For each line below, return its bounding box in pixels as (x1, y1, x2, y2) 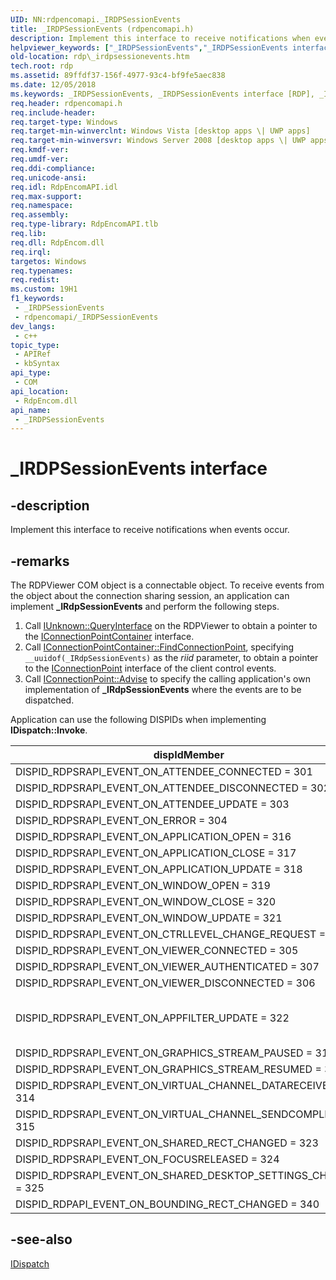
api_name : (10, 405, 52, 415)
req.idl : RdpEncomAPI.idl (10, 182, 118, 192)
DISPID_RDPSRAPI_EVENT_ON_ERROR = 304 (15, 814, 228, 828)
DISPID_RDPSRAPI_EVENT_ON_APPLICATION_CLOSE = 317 (15, 846, 297, 860)
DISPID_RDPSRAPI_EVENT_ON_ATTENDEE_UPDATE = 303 (15, 797, 290, 811)
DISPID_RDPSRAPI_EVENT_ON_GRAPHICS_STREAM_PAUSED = (15, 1046, 313, 1060)
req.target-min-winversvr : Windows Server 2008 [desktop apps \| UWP (10, 136, 307, 146)
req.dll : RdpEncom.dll (10, 237, 105, 248)
